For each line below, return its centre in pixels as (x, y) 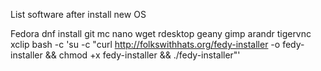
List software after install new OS (78, 14)
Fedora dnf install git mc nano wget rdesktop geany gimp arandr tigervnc (161, 33)
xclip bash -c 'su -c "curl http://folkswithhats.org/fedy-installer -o (145, 44)
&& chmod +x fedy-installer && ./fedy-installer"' (142, 55)
